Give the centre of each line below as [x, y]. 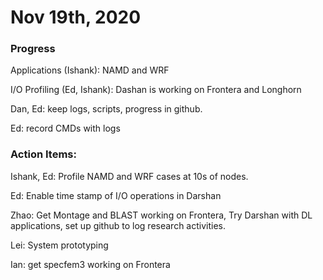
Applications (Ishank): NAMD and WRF [90, 70]
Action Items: [43, 154]
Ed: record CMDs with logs [65, 128]
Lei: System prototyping [59, 245]
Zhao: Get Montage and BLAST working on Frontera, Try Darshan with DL [161, 215]
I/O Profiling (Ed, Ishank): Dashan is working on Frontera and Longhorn [156, 90]
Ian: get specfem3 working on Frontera [90, 264]
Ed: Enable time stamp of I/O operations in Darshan [116, 195]
